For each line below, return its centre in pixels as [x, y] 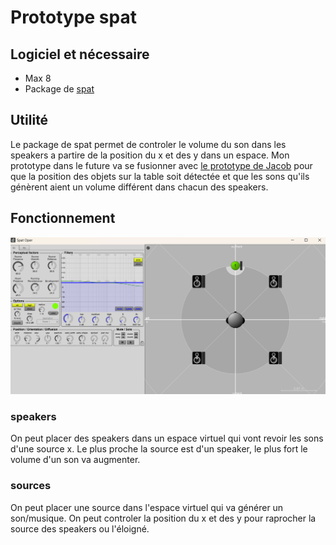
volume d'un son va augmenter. [75, 460]
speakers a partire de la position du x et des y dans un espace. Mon [150, 155]
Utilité [29, 120]
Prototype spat [73, 17]
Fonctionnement [63, 218]
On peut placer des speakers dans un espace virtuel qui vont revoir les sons [167, 438]
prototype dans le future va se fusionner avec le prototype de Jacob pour [161, 165]
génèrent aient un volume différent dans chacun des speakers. [139, 187]
